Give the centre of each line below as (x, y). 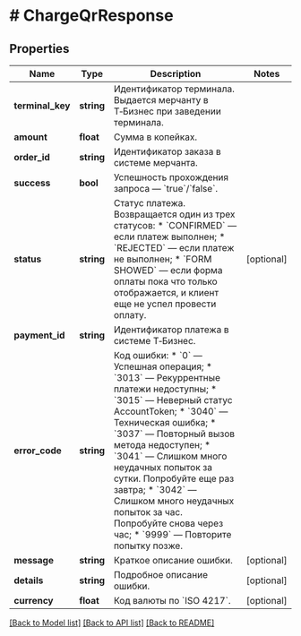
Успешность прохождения (171, 177)
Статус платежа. (150, 203)
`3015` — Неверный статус (173, 400)
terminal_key (42, 106)
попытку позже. (148, 546)
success (32, 183)
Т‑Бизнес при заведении (167, 111)
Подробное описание (161, 575)
